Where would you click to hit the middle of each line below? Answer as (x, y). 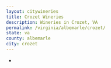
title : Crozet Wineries (35, 17)
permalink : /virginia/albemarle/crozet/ (56, 28)
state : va (18, 33)
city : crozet (22, 44)
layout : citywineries (32, 11)
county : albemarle (28, 38)
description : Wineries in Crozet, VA (52, 22)
